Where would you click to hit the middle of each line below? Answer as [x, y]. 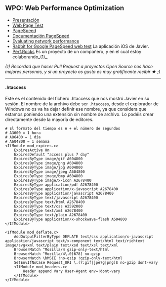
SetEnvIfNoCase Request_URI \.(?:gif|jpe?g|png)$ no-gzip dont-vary [86, 263]
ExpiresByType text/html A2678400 [49, 202]
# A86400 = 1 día [23, 137]
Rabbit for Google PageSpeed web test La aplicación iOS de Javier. [81, 46]
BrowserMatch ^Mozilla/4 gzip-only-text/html [62, 250]
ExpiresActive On [32, 150]
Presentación [26, 20]
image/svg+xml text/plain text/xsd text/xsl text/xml [62, 246]
